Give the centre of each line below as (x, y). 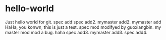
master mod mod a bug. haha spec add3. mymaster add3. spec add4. (76, 32)
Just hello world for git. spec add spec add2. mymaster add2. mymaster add (83, 22)
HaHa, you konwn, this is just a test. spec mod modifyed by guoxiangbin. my (83, 27)
